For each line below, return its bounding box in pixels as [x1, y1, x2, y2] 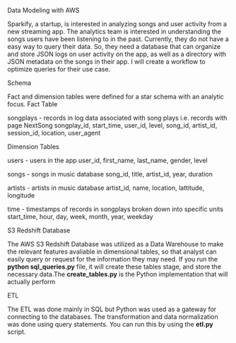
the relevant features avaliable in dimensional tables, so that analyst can [7, 247, 217, 256]
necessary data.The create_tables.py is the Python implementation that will [7, 270, 228, 279]
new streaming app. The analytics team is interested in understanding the [7, 28, 222, 35]
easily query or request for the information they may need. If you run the [7, 255, 218, 263]
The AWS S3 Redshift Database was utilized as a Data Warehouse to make [7, 240, 224, 248]
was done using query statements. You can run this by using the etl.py [7, 320, 213, 328]
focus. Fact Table [7, 100, 58, 108]
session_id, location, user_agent [7, 129, 101, 137]
